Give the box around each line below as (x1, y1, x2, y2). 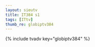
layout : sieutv (5, 7, 38, 13)
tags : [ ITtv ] (5, 17, 33, 22)
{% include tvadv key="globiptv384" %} (5, 36, 90, 42)
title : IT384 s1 (5, 12, 40, 17)
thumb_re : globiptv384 (5, 21, 54, 27)
